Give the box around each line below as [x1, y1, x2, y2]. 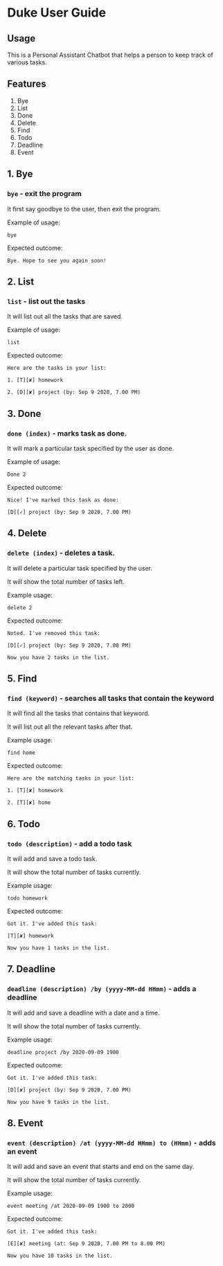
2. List [7, 276, 35, 287]
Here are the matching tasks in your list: [7, 775, 135, 782]
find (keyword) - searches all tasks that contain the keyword [7, 693, 215, 703]
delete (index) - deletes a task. [7, 549, 116, 558]
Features [7, 78, 46, 90]
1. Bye [7, 168, 33, 180]
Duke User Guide [7, 5, 106, 21]
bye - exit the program [7, 189, 82, 199]
